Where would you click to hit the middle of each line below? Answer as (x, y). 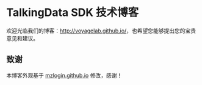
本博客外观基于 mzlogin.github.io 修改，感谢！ (64, 75)
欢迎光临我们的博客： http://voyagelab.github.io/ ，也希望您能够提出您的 (96, 31)
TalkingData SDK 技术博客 (73, 13)
